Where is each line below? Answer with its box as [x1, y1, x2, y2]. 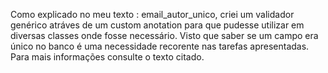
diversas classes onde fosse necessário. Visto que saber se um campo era [10, 30, 319, 41]
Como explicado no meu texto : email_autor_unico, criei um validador [10, 9, 295, 20]
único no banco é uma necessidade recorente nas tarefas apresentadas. [10, 40, 310, 52]
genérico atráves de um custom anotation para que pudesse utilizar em [10, 19, 305, 31]
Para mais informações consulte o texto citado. [10, 51, 205, 63]
